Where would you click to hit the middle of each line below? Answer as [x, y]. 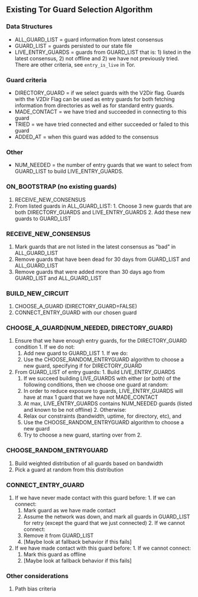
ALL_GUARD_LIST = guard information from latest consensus [89, 39]
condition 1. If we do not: [45, 347]
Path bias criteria [35, 589]
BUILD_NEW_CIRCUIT [38, 293]
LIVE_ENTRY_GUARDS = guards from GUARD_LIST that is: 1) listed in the [103, 52]
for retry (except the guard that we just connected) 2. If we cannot [104, 523]
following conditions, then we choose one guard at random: [96, 385]
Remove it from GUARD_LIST [59, 535]
